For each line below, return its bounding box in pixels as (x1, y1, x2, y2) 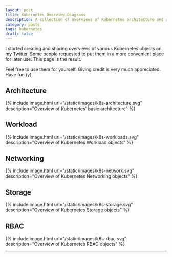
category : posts (5, 22, 40, 27)
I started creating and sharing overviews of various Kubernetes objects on (5, 46, 162, 51)
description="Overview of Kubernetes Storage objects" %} (5, 207, 130, 213)
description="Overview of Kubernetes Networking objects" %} (5, 173, 138, 179)
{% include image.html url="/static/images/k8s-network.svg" (5, 167, 135, 174)
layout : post (5, 7, 33, 13)
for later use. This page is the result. (5, 56, 82, 62)
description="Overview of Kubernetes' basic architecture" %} (5, 105, 136, 112)
